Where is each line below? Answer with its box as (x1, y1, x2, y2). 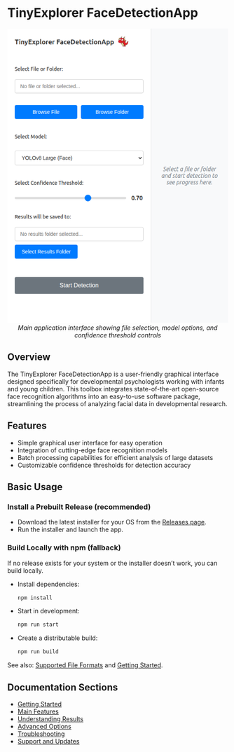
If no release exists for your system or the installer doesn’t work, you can (7, 559, 218, 567)
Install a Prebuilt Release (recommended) (7, 502, 151, 512)
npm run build (17, 648, 59, 655)
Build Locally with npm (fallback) (7, 543, 121, 552)
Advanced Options (17, 722, 72, 730)
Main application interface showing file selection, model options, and (18, 323, 218, 332)
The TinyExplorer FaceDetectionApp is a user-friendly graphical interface (7, 370, 219, 378)
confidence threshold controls (74, 330, 161, 339)
